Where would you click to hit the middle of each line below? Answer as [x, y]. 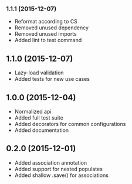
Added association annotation [51, 162]
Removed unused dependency [52, 28]
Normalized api [33, 111]
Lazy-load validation [39, 73]
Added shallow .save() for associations [61, 175]
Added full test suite [39, 117]
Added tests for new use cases [52, 79]
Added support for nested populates [58, 169]
